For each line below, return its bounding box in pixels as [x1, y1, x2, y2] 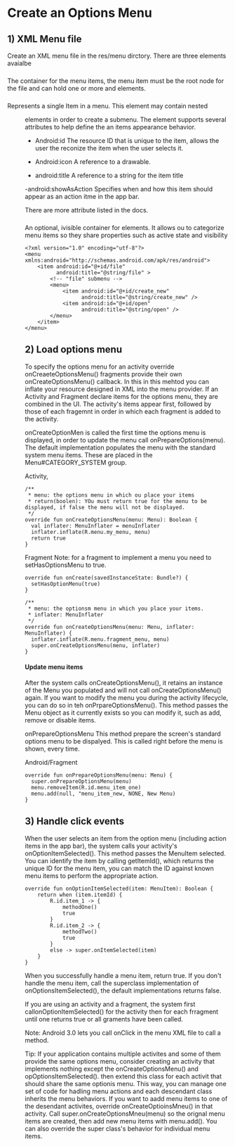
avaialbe [7, 59, 32, 68]
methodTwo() [62, 928, 98, 935]
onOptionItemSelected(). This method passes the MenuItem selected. [25, 849, 226, 858]
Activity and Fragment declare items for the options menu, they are [25, 392, 219, 400]
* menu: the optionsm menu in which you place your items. [27, 605, 205, 612]
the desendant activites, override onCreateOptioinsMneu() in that [25, 1102, 213, 1110]
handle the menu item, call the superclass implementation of [25, 979, 199, 987]
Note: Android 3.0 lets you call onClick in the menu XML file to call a [25, 1029, 221, 1037]
